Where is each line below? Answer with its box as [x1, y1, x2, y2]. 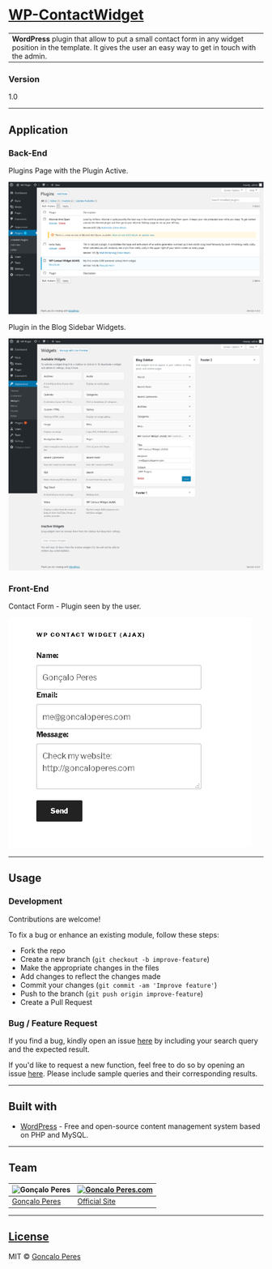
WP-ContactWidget [8, 6, 144, 24]
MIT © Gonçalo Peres [8, 1251, 81, 1261]
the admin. [11, 51, 47, 61]
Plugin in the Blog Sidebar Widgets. [8, 322, 127, 331]
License [8, 1230, 49, 1244]
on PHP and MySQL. [19, 1130, 89, 1139]
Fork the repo [19, 946, 66, 955]
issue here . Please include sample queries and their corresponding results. [8, 1069, 258, 1079]
